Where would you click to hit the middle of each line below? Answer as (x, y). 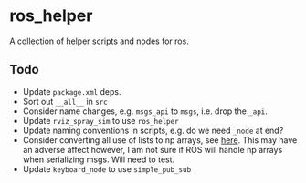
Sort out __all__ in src (65, 101)
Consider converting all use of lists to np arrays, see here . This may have (160, 140)
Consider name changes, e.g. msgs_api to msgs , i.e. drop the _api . (145, 111)
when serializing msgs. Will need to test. (99, 159)
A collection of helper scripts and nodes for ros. (99, 41)
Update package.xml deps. (72, 91)
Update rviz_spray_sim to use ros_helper (101, 120)
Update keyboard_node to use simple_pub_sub (107, 168)
